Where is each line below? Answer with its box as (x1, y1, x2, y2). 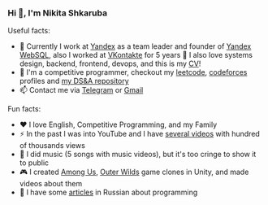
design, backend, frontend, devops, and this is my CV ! (19, 59, 201, 68)
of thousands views (19, 141, 86, 150)
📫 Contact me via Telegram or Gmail (19, 85, 144, 95)
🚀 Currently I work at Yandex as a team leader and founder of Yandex (19, 41, 252, 51)
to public (19, 158, 50, 168)
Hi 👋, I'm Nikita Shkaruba (7, 7, 108, 19)
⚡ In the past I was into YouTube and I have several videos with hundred (19, 129, 261, 139)
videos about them (19, 179, 83, 189)
